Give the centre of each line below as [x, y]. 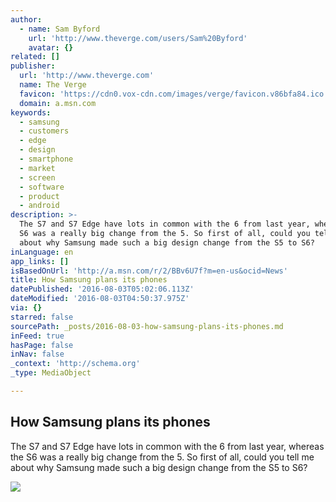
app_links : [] [40, 261]
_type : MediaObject [51, 373]
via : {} [26, 308]
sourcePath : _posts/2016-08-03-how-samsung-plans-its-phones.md [147, 326]
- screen [37, 177]
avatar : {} [51, 47]
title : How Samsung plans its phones [89, 280]
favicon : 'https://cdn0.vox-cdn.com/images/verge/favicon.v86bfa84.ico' [174, 94]
